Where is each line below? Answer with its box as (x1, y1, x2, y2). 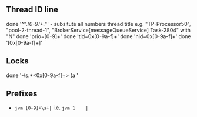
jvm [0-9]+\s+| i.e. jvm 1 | (14, 104, 89, 111)
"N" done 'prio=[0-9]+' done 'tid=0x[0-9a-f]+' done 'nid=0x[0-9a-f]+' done (6, 32, 191, 40)
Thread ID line (6, 5, 59, 15)
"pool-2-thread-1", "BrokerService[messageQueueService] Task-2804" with (6, 26, 191, 34)
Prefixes (6, 89, 38, 99)
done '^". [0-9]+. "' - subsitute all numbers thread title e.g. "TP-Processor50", (6, 20, 191, 27)
